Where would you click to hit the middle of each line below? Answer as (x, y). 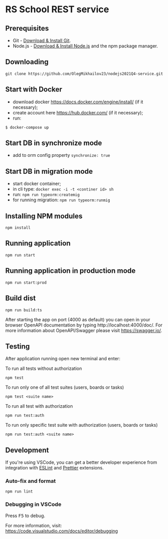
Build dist (20, 298)
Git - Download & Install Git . (42, 40)
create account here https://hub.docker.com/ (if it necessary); (78, 112)
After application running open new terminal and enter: (63, 359)
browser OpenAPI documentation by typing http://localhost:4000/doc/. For (84, 325)
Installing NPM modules (44, 216)
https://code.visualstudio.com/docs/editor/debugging (62, 531)
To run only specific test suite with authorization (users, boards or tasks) (82, 425)
